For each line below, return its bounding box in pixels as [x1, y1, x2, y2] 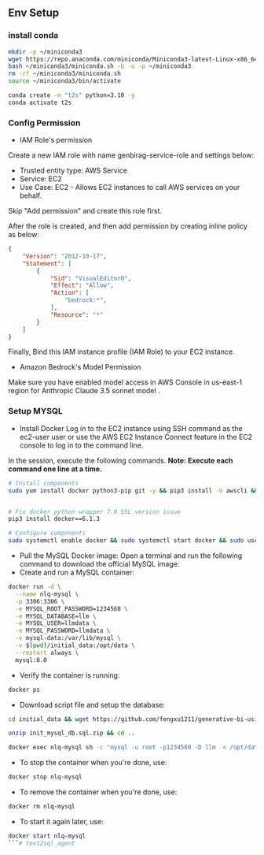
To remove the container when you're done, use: [19, 787, 178, 797]
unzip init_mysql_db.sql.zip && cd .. [8, 729, 135, 738]
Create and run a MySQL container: [19, 567, 135, 578]
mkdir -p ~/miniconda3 [8, 47, 82, 56]
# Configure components [8, 530, 86, 537]
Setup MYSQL [8, 406, 63, 417]
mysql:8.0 [15, 656, 47, 664]
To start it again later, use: [19, 816, 104, 826]
